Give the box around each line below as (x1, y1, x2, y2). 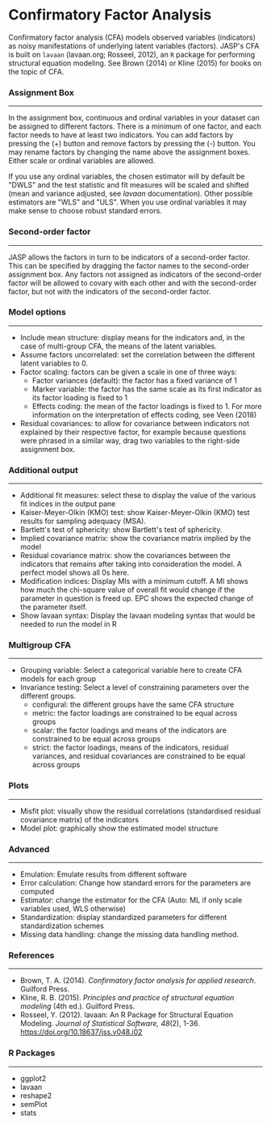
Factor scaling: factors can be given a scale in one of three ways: (19, 366, 237, 377)
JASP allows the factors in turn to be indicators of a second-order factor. (8, 252, 250, 262)
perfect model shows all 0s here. (19, 568, 130, 577)
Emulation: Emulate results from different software (19, 869, 187, 879)
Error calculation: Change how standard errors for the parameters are (19, 878, 252, 888)
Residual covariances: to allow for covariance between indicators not (19, 418, 250, 428)
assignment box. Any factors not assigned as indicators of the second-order (8, 269, 262, 279)
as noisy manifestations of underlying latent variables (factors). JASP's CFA (8, 40, 260, 50)
